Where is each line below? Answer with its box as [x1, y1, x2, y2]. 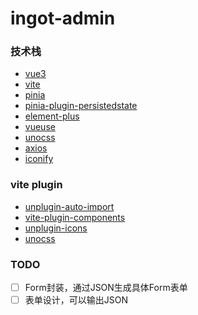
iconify [24, 153, 54, 165]
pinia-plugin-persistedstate [24, 100, 138, 112]
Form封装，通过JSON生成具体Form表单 [24, 282, 188, 294]
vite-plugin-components [24, 211, 126, 223]
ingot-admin [10, 7, 116, 30]
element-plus [24, 110, 80, 122]
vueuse [24, 121, 56, 133]
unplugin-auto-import [24, 200, 115, 212]
